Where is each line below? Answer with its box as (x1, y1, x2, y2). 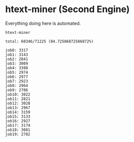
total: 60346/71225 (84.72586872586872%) (5, 39, 94, 44)
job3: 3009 (5, 61, 28, 66)
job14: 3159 (5, 110, 30, 115)
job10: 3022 (5, 92, 30, 97)
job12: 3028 (5, 101, 30, 106)
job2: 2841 (5, 57, 28, 62)
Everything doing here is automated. (5, 20, 81, 26)
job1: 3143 (5, 52, 28, 57)
